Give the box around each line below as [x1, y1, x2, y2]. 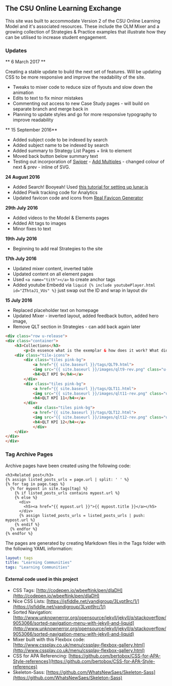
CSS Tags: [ [12, 587, 38, 594]
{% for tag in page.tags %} [5, 481, 66, 487]
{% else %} [14, 495, 38, 500]
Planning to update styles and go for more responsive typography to [12, 112, 157, 118]
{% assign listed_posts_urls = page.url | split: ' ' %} [5, 477, 130, 482]
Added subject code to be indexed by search [12, 137, 108, 143]
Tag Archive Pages [5, 451, 53, 458]
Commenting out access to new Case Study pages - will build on [12, 100, 149, 107]
